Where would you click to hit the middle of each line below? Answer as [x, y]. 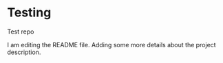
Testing [29, 13]
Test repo [21, 32]
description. [24, 52]
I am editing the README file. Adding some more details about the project [111, 45]
